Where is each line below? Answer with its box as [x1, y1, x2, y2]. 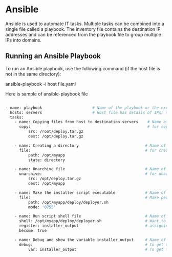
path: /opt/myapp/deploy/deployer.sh [28, 200, 109, 205]
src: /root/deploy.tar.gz [28, 129, 83, 134]
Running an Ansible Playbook [5, 52, 101, 61]
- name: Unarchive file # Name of [14, 167, 166, 172]
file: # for [18, 148, 157, 153]
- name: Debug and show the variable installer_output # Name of [14, 237, 166, 242]
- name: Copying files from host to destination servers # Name [14, 120, 161, 125]
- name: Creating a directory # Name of [14, 143, 166, 148]
